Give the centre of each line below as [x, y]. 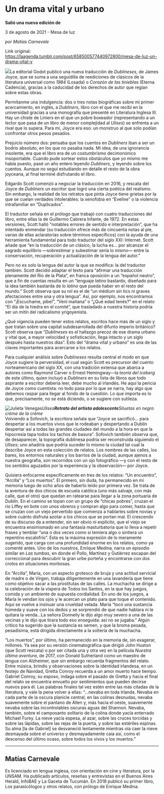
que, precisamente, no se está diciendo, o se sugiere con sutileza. [72, 399]
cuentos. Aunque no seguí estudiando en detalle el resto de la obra [72, 169]
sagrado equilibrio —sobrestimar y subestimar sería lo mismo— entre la [77, 250]
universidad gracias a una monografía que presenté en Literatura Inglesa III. [81, 112]
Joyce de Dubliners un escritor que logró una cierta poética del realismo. [78, 189]
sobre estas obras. [24, 92]
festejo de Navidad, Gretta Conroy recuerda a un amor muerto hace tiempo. [81, 671]
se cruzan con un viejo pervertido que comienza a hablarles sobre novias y [81, 512]
